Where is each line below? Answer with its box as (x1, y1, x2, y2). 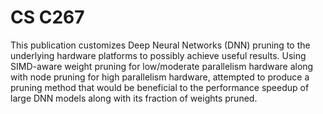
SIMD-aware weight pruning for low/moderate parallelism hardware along (10, 60, 314, 72)
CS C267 (10, 6, 85, 29)
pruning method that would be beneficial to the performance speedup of (10, 81, 310, 93)
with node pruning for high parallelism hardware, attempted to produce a (10, 71, 310, 83)
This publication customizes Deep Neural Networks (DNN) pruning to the (10, 39, 311, 51)
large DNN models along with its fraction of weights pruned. (10, 92, 258, 104)
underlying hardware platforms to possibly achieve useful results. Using (10, 49, 307, 61)
